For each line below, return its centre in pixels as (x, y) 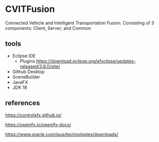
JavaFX (20, 82)
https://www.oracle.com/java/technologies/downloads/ (62, 134)
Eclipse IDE (24, 56)
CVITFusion (30, 9)
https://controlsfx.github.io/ (33, 115)
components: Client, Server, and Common (48, 28)
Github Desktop (28, 71)
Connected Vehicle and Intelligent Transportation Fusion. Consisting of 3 (80, 23)
